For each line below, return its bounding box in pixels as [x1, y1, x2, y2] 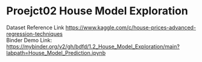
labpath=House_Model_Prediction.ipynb [6, 49, 106, 56]
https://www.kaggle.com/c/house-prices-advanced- [65, 24, 197, 31]
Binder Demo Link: [6, 36, 52, 44]
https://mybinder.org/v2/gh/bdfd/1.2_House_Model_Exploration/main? [6, 43, 180, 50]
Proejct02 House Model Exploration [6, 4, 188, 18]
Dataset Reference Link [6, 24, 65, 31]
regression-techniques [6, 30, 63, 37]
